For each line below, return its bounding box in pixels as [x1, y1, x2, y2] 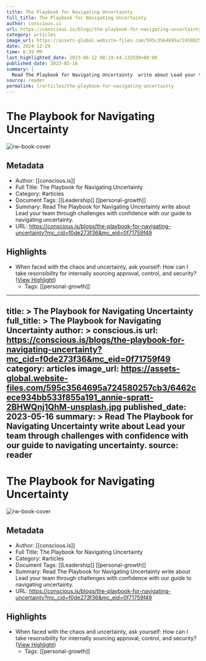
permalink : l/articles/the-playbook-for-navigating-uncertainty [6, 83, 174, 90]
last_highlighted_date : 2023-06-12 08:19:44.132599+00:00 [6, 55, 158, 61]
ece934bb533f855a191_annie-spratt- [6, 392, 154, 402]
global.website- [6, 373, 69, 383]
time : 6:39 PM [6, 49, 43, 55]
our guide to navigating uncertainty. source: [6, 440, 179, 451]
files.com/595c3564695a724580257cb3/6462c [6, 383, 196, 393]
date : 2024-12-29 [6, 44, 51, 50]
